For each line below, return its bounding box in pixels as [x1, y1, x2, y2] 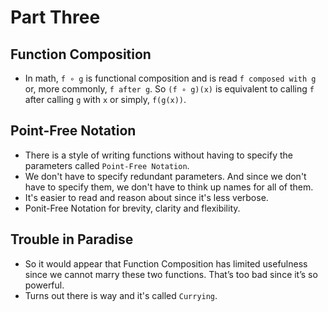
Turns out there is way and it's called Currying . [24, 289, 218, 301]
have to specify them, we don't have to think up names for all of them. [24, 181, 314, 193]
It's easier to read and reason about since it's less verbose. [24, 191, 269, 203]
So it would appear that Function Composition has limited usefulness [24, 257, 308, 270]
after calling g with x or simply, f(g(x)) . [24, 94, 187, 105]
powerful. [24, 279, 65, 291]
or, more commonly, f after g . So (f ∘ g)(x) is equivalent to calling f [24, 83, 315, 95]
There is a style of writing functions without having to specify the [24, 149, 294, 161]
